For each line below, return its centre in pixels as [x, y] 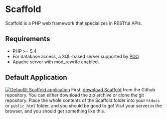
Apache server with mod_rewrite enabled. [56, 62]
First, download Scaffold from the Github [113, 89]
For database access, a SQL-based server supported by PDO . [76, 56]
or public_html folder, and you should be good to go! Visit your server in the [83, 105]
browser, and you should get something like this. [55, 111]
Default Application [36, 78]
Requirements [28, 39]
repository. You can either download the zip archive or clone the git [75, 95]
